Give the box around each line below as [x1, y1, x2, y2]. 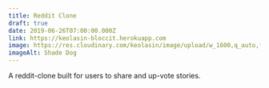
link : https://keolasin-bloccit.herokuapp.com [8, 34, 167, 42]
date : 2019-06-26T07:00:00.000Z [8, 26, 116, 34]
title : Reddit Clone [8, 11, 78, 20]
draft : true [8, 19, 48, 27]
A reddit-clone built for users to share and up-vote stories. [8, 71, 201, 80]
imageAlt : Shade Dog [8, 49, 78, 57]
